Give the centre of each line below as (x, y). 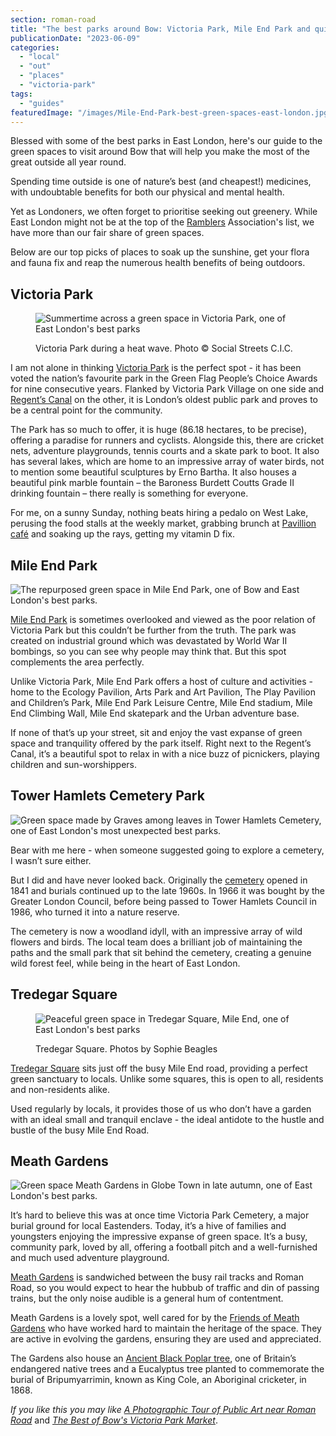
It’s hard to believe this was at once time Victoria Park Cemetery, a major (160, 1215)
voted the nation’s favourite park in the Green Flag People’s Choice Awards (164, 378)
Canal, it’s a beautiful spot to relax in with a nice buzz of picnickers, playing (165, 754)
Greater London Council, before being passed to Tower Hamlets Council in (163, 901)
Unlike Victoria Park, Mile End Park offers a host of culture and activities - (161, 681)
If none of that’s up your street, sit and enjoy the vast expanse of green (156, 732)
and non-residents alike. (60, 1089)
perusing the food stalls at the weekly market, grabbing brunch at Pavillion (163, 523)
